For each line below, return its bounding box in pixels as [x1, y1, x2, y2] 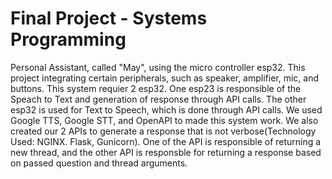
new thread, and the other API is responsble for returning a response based [10, 146, 322, 158]
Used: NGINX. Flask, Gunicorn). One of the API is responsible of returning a [10, 135, 322, 147]
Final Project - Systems [10, 7, 208, 30]
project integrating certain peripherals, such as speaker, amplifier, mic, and [10, 72, 320, 84]
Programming [10, 28, 127, 51]
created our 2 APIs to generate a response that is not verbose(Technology [10, 125, 317, 137]
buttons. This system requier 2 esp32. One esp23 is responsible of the [10, 82, 302, 94]
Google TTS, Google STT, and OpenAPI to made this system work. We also [10, 114, 319, 126]
